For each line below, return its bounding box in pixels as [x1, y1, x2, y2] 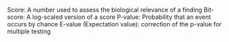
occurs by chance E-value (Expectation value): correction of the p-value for [7, 20, 222, 28]
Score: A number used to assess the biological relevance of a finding [7, 6, 203, 14]
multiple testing [7, 27, 51, 35]
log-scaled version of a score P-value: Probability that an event [32, 13, 211, 21]
